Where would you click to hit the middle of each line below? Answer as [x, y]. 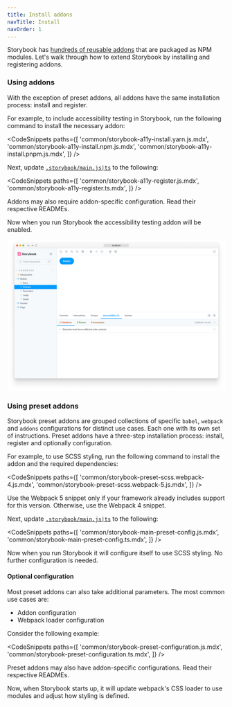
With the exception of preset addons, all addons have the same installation [114, 98]
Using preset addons [43, 406]
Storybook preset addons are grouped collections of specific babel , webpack [115, 421]
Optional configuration [41, 576]
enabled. [20, 229]
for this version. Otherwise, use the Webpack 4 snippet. [87, 505]
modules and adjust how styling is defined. [68, 695]
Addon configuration [47, 612]
